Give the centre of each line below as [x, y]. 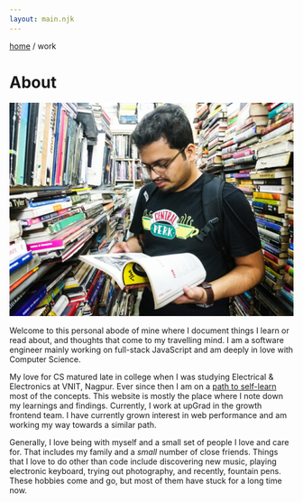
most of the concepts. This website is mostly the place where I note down [147, 396]
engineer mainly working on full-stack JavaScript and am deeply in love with [151, 349]
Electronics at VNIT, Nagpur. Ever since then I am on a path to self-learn [143, 386]
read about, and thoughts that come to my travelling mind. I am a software [147, 340]
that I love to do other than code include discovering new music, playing [143, 461]
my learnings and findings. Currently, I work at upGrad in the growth [136, 405]
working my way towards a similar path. [83, 424]
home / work [33, 46]
